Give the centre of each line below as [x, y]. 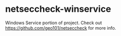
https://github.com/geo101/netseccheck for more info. [61, 28]
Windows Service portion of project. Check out [54, 23]
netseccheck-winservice [58, 9]
